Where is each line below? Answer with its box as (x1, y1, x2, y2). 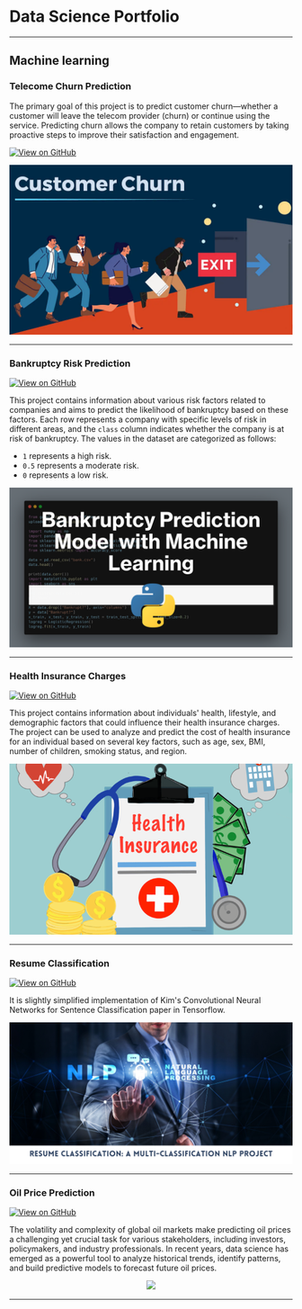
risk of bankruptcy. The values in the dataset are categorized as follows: (9, 434, 277, 444)
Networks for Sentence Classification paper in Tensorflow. (9, 1004, 226, 1015)
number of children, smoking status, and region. (9, 745, 187, 757)
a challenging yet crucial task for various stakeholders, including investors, (9, 1234, 286, 1245)
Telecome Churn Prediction (9, 80, 132, 93)
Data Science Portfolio (9, 6, 180, 27)
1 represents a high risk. (22, 451, 112, 462)
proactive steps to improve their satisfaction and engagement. (9, 129, 240, 140)
